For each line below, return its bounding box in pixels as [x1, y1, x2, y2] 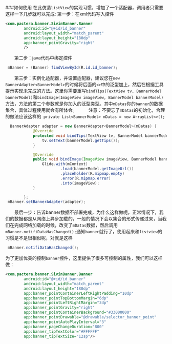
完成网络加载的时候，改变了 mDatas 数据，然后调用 [14, 222, 118, 228]
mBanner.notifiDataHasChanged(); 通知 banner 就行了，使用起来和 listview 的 [5, 229, 163, 235]
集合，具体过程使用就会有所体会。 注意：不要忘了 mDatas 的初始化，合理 [5, 107, 165, 113]
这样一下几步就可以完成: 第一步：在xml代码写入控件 [5, 11, 114, 17]
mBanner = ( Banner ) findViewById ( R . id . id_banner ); [7, 65, 118, 70]
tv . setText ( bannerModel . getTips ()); [41, 138, 120, 143]
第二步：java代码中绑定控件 [14, 55, 73, 61]
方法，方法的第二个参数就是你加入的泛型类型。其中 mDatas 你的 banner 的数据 [5, 100, 163, 107]
